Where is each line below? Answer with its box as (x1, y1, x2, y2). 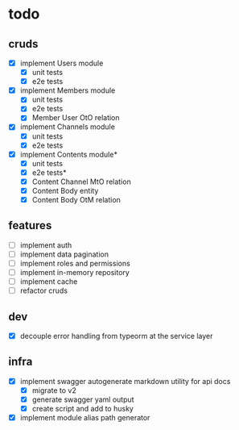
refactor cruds (19, 286, 68, 295)
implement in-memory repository (19, 268, 130, 277)
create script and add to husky (31, 404, 134, 414)
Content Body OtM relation (31, 194, 121, 204)
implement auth (19, 240, 72, 250)
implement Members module (19, 86, 116, 95)
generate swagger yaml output (31, 395, 134, 404)
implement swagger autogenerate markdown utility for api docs (19, 376, 231, 386)
